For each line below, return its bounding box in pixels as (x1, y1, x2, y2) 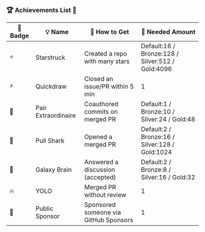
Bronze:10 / (140, 107, 175, 116)
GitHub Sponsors (84, 216, 134, 225)
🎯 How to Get (90, 27, 129, 36)
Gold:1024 (140, 148, 172, 156)
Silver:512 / (140, 57, 175, 66)
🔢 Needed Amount (141, 27, 196, 36)
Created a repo (84, 49, 128, 58)
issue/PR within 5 (84, 82, 134, 91)
